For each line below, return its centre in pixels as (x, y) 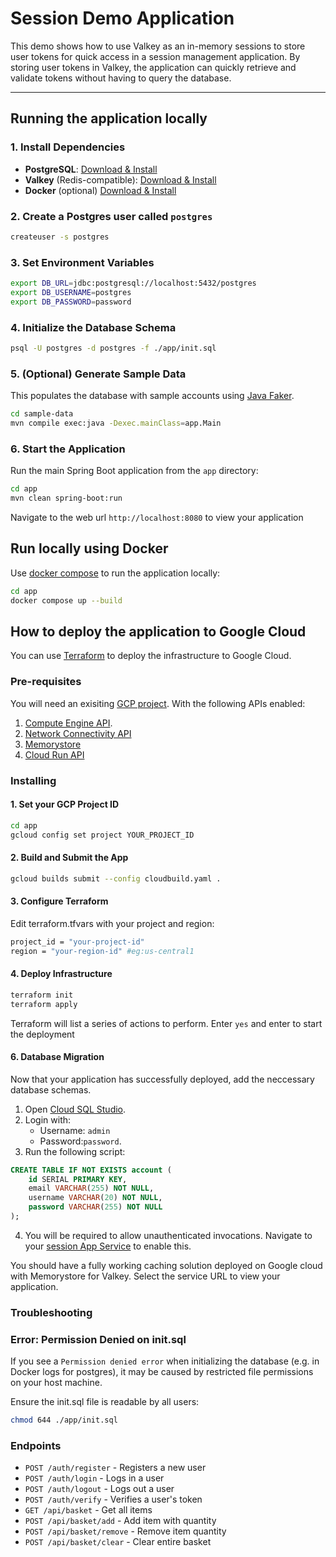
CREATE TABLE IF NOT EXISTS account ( (91, 1170)
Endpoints (36, 1445)
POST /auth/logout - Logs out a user (99, 1489)
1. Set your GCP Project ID (65, 804)
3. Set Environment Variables (82, 262)
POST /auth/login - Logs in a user (94, 1478)
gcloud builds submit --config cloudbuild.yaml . (116, 878)
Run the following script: (75, 1151)
